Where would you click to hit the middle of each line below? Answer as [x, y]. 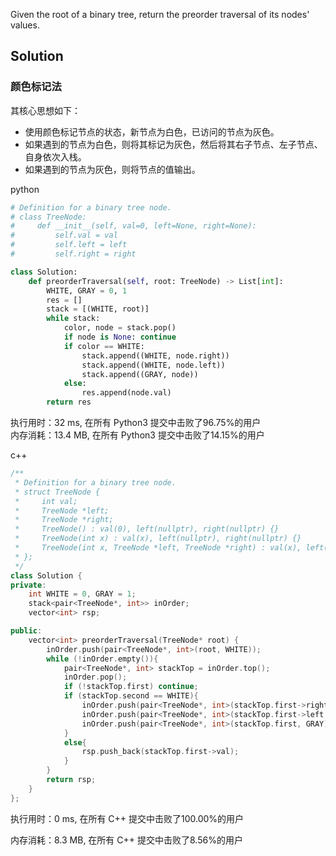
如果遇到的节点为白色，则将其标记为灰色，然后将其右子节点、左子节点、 [173, 144]
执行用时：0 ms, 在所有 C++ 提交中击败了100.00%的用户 [127, 818]
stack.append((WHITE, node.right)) [155, 355]
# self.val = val [64, 235]
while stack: [73, 319]
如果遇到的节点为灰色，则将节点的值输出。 [112, 169]
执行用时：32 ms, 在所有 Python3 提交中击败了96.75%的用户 [136, 423]
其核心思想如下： [45, 110]
